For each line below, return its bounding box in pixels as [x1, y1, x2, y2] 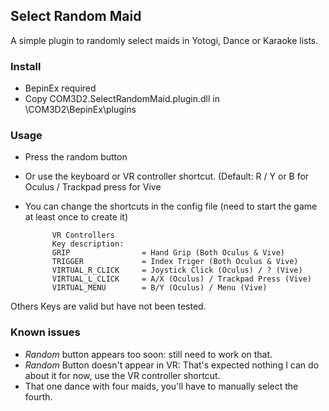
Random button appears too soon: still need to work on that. [24, 348, 273, 360]
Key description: [51, 239, 125, 249]
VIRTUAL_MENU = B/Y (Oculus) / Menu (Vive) [51, 283, 268, 293]
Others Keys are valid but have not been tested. [10, 300, 207, 313]
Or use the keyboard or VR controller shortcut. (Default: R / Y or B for [24, 170, 310, 183]
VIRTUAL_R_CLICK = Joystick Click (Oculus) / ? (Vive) [51, 265, 303, 276]
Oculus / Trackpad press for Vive [24, 181, 162, 193]
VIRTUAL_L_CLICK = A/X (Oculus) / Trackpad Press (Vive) [51, 274, 312, 284]
